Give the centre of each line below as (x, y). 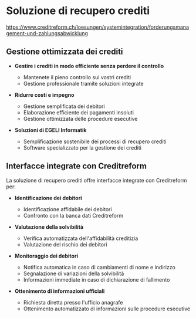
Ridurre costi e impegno (44, 94)
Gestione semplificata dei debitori (64, 106)
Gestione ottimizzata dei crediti (65, 52)
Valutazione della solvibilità (49, 226)
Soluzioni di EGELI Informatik (50, 130)
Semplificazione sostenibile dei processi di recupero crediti (95, 141)
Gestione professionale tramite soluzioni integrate (83, 83)
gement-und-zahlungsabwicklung (47, 33)
